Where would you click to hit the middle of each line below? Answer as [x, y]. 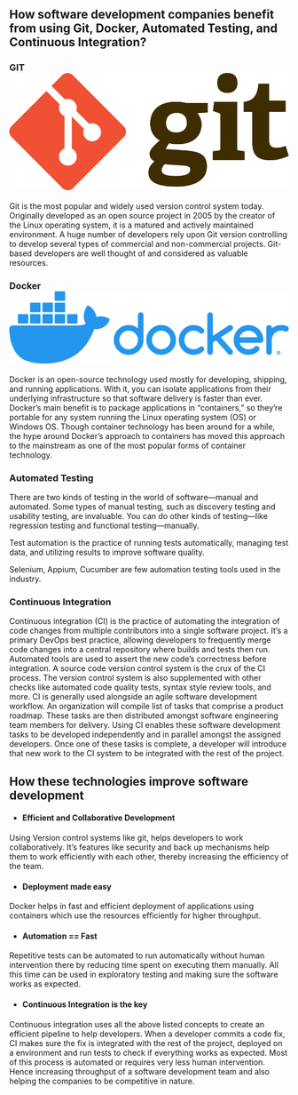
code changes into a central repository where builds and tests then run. [140, 650]
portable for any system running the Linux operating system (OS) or [133, 417]
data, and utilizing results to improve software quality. [107, 552]
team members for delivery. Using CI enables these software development [145, 725]
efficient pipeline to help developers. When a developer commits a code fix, [147, 1034]
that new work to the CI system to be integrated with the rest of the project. [147, 754]
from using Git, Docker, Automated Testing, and [143, 29]
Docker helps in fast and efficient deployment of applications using [132, 907]
